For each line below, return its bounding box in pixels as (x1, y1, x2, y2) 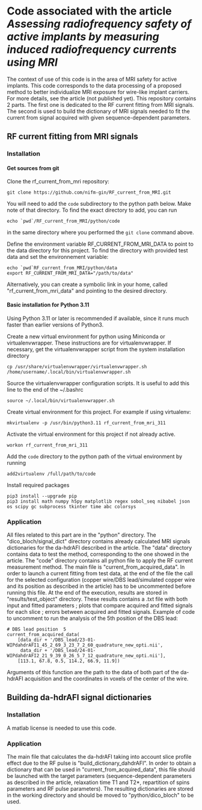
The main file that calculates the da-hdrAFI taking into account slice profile (7, 753, 192, 760)
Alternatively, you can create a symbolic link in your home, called (7, 281, 168, 288)
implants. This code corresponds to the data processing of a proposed (7, 81, 182, 89)
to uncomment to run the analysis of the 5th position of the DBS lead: (7, 614, 178, 622)
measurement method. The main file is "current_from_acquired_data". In (7, 563, 185, 570)
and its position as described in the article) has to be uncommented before (7, 582, 192, 590)
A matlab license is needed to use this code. (7, 724, 117, 732)
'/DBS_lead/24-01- (49, 647, 96, 653)
